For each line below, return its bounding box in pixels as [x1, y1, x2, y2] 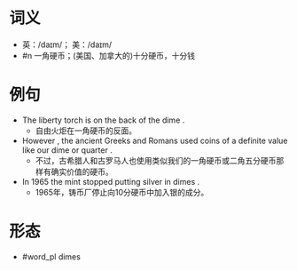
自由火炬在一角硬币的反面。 [35, 125, 137, 136]
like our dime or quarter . [21, 144, 113, 155]
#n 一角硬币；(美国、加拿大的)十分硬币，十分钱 [21, 50, 196, 60]
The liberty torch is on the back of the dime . [21, 115, 185, 125]
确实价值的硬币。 [51, 166, 113, 177]
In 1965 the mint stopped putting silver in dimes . [21, 176, 200, 187]
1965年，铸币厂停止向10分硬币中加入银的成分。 [35, 187, 209, 197]
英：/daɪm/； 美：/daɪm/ [21, 39, 113, 50]
